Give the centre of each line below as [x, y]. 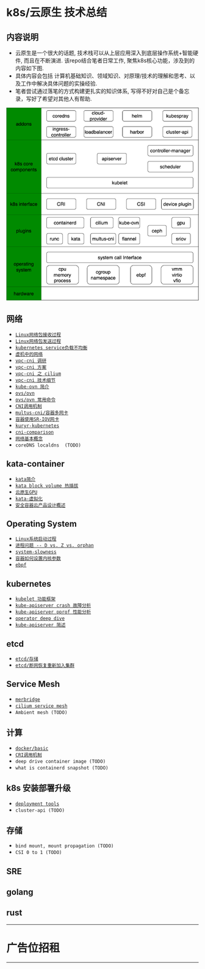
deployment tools [37, 804]
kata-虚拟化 [29, 499]
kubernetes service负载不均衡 [51, 347]
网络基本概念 [29, 439]
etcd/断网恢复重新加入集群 [45, 666]
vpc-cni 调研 [31, 361]
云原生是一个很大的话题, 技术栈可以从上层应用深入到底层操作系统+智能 [104, 53]
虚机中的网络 [29, 354]
